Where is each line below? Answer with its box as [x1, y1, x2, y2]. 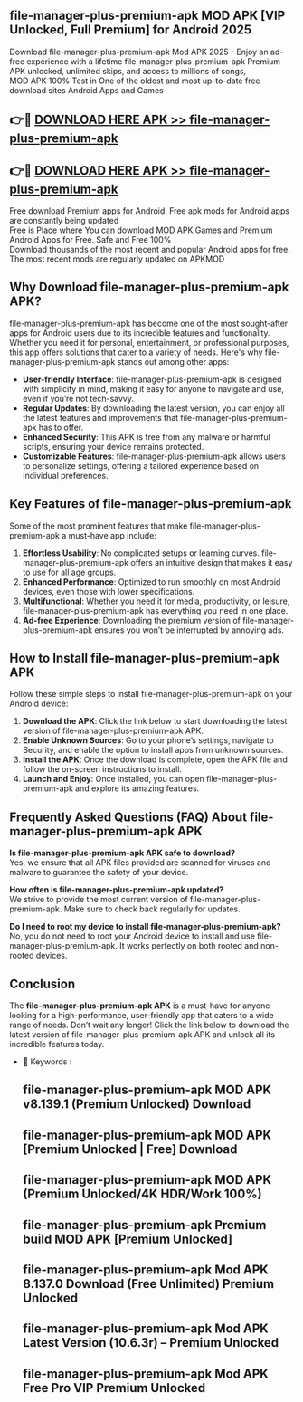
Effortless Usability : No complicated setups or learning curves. [22, 548, 260, 558]
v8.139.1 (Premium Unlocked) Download [22, 1096, 251, 1112]
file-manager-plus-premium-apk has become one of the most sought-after [9, 318, 289, 329]
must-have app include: [68, 529, 156, 540]
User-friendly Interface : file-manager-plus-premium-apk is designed [22, 374, 282, 385]
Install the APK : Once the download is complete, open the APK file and [22, 754, 288, 765]
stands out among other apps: [117, 356, 230, 367]
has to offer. [38, 422, 84, 433]
